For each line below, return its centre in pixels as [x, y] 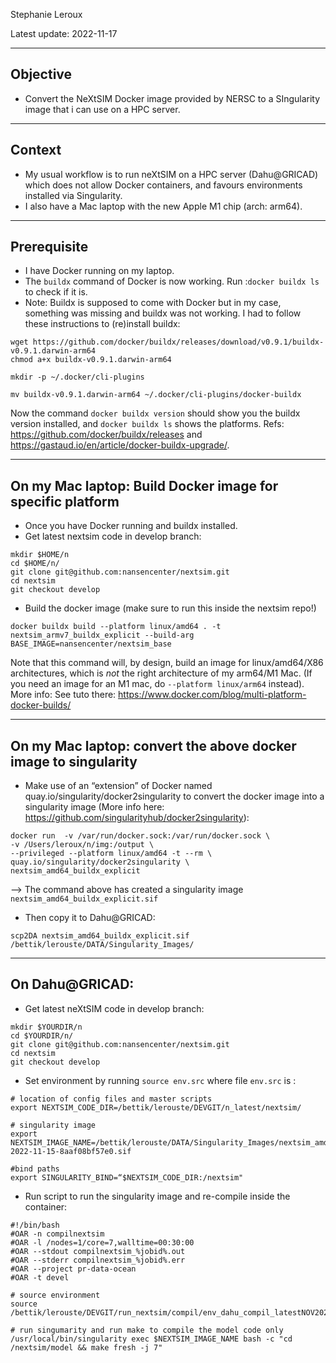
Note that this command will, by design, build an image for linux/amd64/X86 [167, 663]
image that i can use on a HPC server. [102, 109]
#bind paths [35, 1169]
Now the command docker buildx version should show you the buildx [155, 413]
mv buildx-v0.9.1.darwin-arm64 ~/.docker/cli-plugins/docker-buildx [156, 395]
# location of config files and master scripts [111, 1099]
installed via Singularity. [73, 195]
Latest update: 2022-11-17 [64, 33]
